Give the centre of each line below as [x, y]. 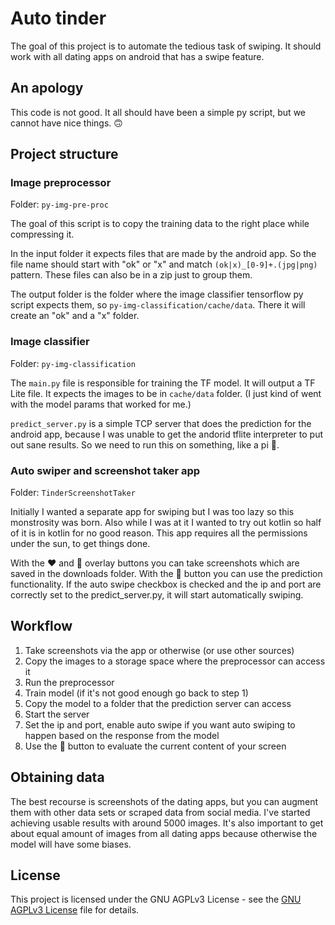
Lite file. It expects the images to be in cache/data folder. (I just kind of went [166, 393]
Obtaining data [57, 777]
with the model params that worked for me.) [101, 404]
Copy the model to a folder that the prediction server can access [158, 703]
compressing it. [42, 234]
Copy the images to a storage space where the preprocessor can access [175, 661]
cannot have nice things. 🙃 [66, 123]
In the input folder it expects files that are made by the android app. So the [163, 254]
